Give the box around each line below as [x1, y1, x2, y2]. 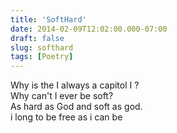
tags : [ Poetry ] [10, 52, 74, 62]
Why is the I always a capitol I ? [10, 79, 140, 91]
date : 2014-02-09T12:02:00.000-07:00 [10, 24, 168, 34]
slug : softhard [10, 42, 74, 53]
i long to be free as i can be [10, 111, 123, 123]
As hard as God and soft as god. [10, 101, 143, 113]
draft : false [10, 33, 65, 43]
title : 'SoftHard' [10, 14, 87, 25]
